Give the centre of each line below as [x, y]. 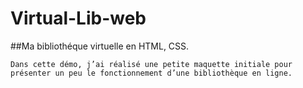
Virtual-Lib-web [78, 18]
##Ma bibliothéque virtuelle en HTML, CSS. [100, 46]
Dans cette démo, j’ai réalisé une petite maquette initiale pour [151, 64]
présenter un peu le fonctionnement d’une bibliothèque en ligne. [151, 73]
